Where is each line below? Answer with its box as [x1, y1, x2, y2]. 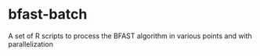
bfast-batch [8, 5, 88, 23]
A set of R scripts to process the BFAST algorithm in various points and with [8, 31, 252, 40]
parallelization [8, 39, 53, 48]
